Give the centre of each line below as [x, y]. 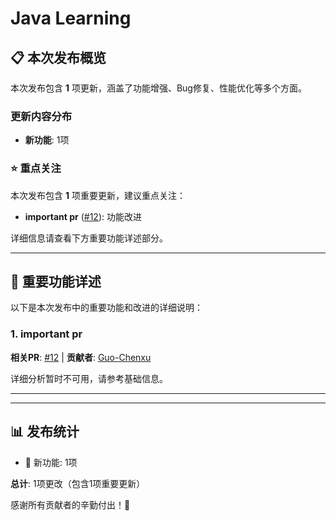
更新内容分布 [41, 116]
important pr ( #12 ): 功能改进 [83, 216]
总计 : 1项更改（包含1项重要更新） [78, 483]
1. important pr [46, 334]
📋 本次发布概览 [58, 57]
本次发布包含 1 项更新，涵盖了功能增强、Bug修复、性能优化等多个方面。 [158, 88]
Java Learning [71, 18]
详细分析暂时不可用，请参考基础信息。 [89, 378]
